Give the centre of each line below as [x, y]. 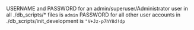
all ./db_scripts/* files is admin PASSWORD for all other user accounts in [93, 15]
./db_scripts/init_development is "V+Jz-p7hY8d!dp [66, 21]
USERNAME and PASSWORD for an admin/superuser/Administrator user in [97, 9]
